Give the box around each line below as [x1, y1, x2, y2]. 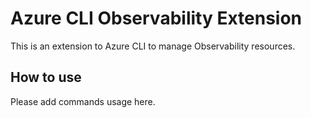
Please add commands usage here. [10, 95, 156, 107]
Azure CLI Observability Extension [10, 7, 303, 30]
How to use [10, 69, 82, 86]
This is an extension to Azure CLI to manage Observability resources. [10, 40, 296, 52]
